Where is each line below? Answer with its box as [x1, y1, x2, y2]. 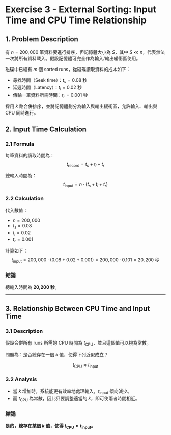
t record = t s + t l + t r [66, 161, 105, 168]
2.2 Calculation [5, 195, 44, 202]
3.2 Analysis [5, 376, 37, 383]
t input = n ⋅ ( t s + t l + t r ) [63, 180, 108, 188]
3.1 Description [5, 327, 43, 334]
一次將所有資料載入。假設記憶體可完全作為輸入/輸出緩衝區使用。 [5, 55, 141, 61]
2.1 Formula [5, 140, 35, 147]
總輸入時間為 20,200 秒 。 [5, 284, 60, 290]
